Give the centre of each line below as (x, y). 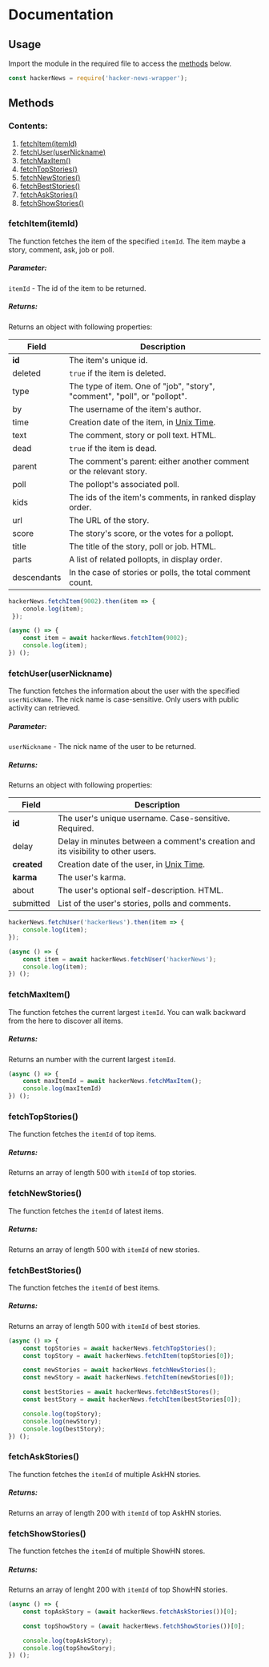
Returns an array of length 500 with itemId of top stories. (102, 1173)
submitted (31, 904)
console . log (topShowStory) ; (69, 1648)
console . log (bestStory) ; (64, 1429)
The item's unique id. (108, 360)
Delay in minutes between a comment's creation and (157, 841)
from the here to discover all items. (66, 1021)
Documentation (61, 15)
